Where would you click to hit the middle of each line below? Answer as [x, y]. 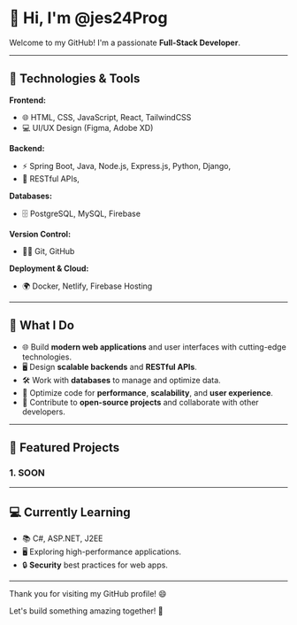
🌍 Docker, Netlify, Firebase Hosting [87, 286]
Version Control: [40, 234]
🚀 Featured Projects [65, 448]
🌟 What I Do [42, 325]
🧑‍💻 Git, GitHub [48, 251]
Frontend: [28, 100]
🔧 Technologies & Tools [75, 79]
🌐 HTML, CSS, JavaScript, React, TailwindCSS [107, 117]
